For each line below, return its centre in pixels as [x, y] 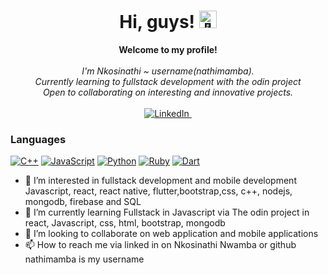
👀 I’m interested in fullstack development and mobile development [160, 181]
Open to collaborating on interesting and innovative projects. [168, 92]
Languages [38, 139]
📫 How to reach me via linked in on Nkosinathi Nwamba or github [160, 245]
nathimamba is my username [84, 259]
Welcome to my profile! [168, 49]
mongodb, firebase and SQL [83, 202]
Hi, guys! [157, 22]
